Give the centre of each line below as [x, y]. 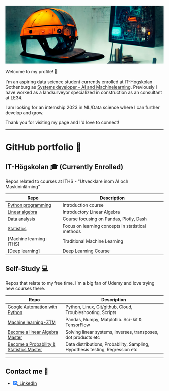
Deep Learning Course [86, 251]
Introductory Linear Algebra [91, 212]
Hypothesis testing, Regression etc [101, 349]
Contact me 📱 [27, 371]
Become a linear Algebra [33, 332]
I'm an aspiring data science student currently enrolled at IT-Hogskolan [79, 82]
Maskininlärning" [23, 187]
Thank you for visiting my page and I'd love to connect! [62, 123]
